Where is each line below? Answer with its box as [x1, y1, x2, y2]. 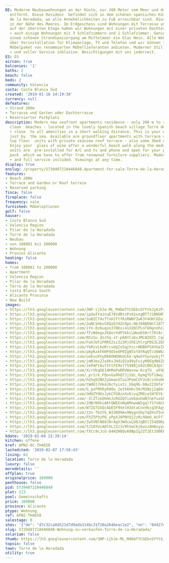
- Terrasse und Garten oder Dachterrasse [5, 110, 94, 116]
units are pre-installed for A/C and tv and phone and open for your [10, 148, 161, 153]
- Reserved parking [5, 185, 46, 190]
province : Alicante [5, 504, 46, 509]
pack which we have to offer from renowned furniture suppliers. [10, 153, 152, 158]
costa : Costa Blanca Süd [5, 87, 57, 92]
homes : [5, 260, 19, 265]
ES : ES [5, 54, 19, 59]
